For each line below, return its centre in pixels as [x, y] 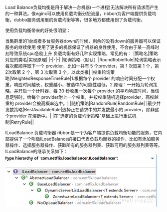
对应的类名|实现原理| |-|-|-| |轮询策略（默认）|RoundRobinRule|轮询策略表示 [83, 60]
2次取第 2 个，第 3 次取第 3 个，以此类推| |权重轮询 [58, 72]
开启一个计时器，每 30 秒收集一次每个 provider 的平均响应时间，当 [87, 91]
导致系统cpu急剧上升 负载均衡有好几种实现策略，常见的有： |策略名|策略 [84, 53]
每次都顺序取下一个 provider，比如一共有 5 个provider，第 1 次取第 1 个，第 [82, 66]
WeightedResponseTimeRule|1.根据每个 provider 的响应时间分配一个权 [83, 78]
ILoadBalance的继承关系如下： [37, 151]
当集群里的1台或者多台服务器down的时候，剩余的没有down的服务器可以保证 [83, 41]
